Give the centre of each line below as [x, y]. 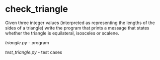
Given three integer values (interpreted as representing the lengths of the [80, 23]
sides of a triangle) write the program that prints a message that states [77, 28]
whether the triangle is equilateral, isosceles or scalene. [62, 33]
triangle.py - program [27, 42]
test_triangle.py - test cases [34, 52]
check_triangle [37, 9]
